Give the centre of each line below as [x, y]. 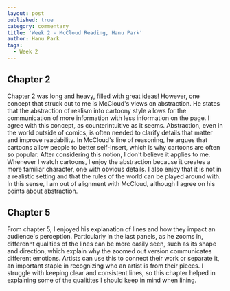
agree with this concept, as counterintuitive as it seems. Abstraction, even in [115, 125]
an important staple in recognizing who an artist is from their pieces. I [105, 266]
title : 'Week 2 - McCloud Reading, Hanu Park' [75, 33]
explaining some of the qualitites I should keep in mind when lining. [102, 280]
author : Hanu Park [33, 39]
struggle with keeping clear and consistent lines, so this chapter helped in [112, 272]
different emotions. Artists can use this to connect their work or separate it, [113, 258]
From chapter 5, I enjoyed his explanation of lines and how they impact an [111, 229]
